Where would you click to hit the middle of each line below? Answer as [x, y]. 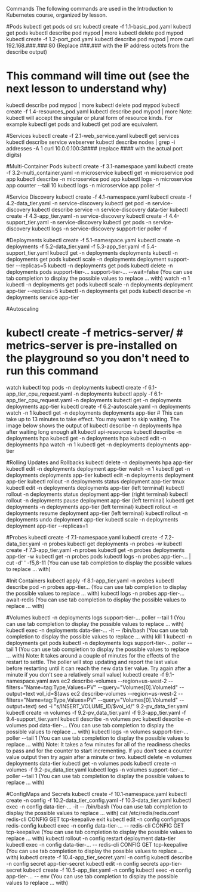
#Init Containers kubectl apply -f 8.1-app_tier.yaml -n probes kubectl [90, 581]
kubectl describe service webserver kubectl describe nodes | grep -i [91, 142]
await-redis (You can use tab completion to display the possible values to [96, 600]
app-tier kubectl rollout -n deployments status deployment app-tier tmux [96, 481]
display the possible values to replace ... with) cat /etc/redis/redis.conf [93, 813]
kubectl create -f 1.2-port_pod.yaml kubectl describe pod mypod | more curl [100, 39]
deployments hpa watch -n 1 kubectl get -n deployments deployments [93, 445]
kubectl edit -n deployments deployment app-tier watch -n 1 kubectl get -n [98, 468]
